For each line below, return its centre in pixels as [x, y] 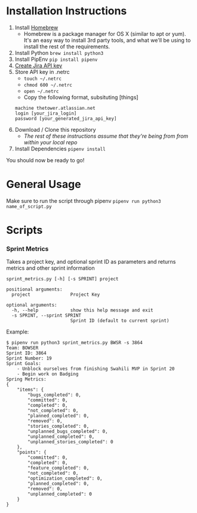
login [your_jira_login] [46, 113]
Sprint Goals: [24, 364]
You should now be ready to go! [45, 160]
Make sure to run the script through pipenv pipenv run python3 [84, 200]
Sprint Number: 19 [29, 359]
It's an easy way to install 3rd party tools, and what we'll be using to [107, 40]
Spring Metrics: [26, 379]
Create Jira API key [39, 65]
